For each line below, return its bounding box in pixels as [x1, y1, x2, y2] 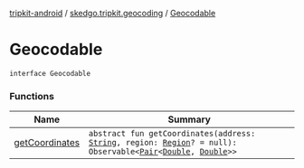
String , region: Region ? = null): [88, 137, 237, 148]
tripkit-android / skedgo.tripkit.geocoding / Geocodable [9, 8, 216, 18]
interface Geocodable [9, 69, 91, 78]
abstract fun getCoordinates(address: [88, 128, 256, 139]
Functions [9, 89, 54, 102]
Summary [167, 113, 211, 126]
